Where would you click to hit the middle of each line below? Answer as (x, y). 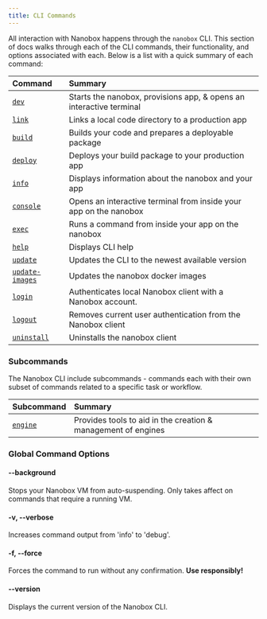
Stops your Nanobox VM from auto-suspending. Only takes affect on (121, 491)
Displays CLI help (101, 247)
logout (25, 319)
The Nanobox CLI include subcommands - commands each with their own (130, 378)
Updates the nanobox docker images (137, 275)
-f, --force (25, 553)
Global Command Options (59, 454)
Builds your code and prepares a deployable (151, 132)
